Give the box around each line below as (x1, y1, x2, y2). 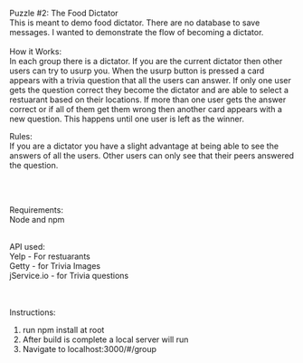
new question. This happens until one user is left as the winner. (9, 113, 244, 124)
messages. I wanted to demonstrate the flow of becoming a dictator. (9, 27, 264, 37)
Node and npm (9, 215, 65, 224)
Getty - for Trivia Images (9, 261, 101, 271)
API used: (9, 242, 45, 252)
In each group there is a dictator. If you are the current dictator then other (9, 56, 283, 66)
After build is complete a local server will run (22, 334, 189, 345)
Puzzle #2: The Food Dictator (9, 8, 119, 18)
